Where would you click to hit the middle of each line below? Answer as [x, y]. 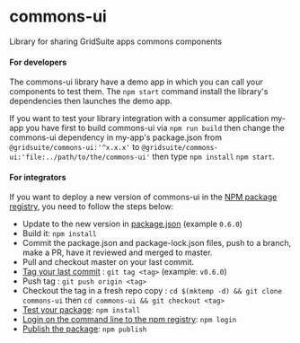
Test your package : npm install [81, 310]
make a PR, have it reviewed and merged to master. [117, 252]
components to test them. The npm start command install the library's [139, 92]
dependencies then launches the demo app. [91, 101]
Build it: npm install [59, 233]
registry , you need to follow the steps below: [92, 207]
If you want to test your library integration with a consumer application [139, 119]
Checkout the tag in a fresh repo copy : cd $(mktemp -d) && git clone [152, 291]
